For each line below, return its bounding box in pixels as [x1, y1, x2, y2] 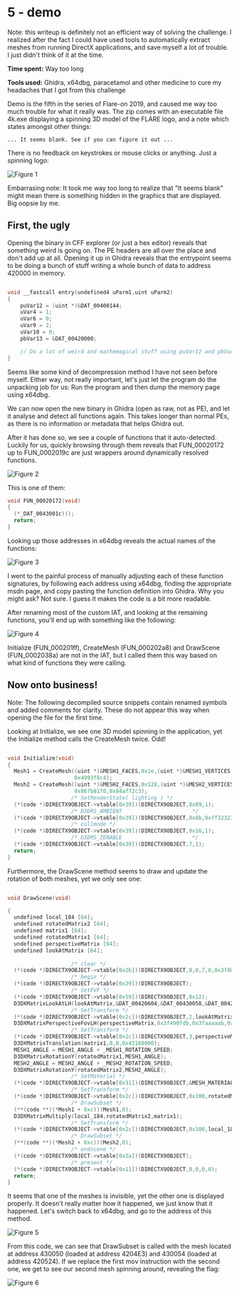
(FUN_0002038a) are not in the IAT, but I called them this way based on [7, 651, 218, 659]
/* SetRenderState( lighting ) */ [70, 794, 174, 802]
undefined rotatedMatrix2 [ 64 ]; [14, 921, 110, 928]
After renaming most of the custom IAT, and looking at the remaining [7, 608, 208, 616]
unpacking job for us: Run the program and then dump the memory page [7, 383, 221, 391]
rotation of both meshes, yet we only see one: [7, 874, 142, 883]
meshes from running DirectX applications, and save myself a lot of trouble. [7, 43, 229, 51]
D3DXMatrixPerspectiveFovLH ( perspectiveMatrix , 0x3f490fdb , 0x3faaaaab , [14, 1020, 228, 1027]
